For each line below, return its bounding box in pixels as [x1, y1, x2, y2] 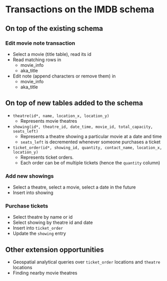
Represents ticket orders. [20, 154, 74, 160]
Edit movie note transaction [5, 40, 75, 47]
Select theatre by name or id [12, 214, 73, 220]
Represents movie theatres [20, 118, 77, 124]
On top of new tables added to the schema [5, 99, 143, 107]
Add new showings [5, 172, 54, 179]
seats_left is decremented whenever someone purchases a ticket [20, 139, 161, 145]
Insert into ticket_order [12, 225, 63, 231]
